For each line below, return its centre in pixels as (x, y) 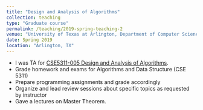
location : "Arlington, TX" (40, 46)
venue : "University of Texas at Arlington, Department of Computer (93, 34)
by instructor (31, 95)
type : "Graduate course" (37, 23)
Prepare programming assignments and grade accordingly (88, 82)
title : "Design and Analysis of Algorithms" (63, 12)
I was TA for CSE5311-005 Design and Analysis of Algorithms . (92, 63)
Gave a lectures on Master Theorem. (61, 101)
